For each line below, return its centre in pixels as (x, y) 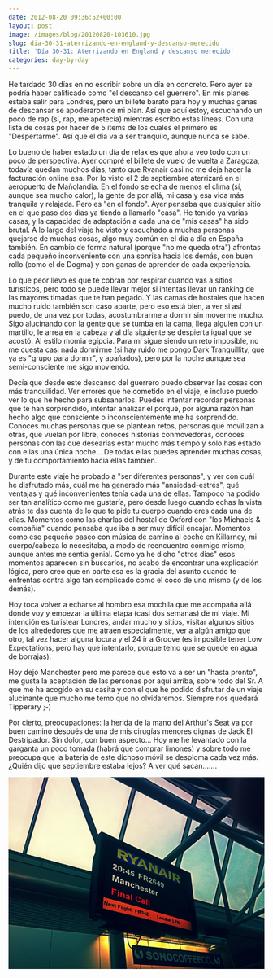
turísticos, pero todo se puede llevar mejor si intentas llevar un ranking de (131, 289)
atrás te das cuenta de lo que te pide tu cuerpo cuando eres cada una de (130, 511)
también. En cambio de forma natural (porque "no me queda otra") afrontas (135, 247)
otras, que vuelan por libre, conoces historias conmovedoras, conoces (127, 434)
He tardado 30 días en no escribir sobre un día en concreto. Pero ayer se (130, 84)
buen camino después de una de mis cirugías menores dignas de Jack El (131, 731)
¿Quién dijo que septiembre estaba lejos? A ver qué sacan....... (113, 766)
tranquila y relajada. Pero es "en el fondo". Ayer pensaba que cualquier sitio (135, 204)
